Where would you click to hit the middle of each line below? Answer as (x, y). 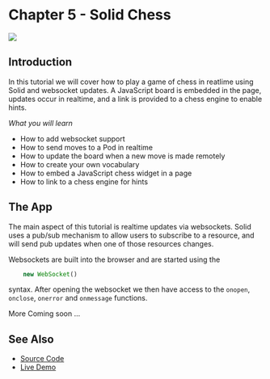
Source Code (42, 359)
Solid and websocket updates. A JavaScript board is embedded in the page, (135, 90)
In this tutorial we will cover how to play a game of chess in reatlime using (131, 82)
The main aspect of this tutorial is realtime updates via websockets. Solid (130, 226)
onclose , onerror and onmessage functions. (78, 298)
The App (30, 207)
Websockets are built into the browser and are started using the (114, 259)
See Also (31, 339)
